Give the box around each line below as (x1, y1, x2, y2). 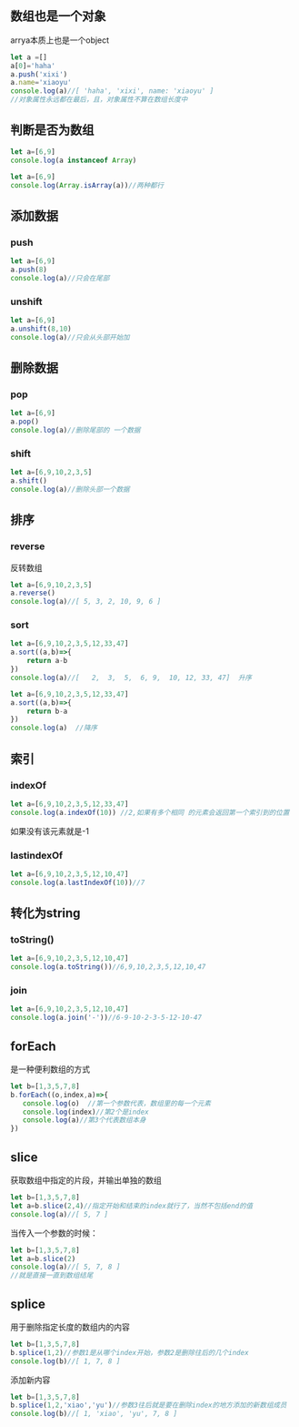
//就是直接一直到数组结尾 (10, 1271, 94, 1280)
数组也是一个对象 (10, 8, 106, 25)
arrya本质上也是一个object (10, 35, 110, 46)
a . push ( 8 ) (10, 265, 48, 274)
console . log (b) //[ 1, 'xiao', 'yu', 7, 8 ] (10, 1410, 178, 1419)
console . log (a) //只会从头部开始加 (10, 332, 130, 341)
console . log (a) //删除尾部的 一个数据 (10, 426, 141, 435)
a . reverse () (10, 588, 55, 598)
